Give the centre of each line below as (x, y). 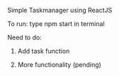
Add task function (44, 51)
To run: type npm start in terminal (56, 24)
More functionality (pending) (59, 65)
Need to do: (25, 37)
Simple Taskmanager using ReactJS (60, 10)
